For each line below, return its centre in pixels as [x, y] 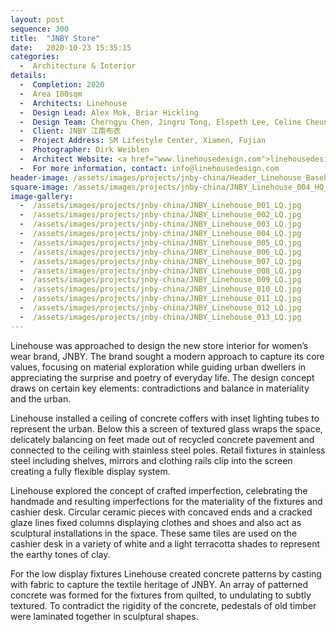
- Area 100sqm [51, 94]
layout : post [37, 19]
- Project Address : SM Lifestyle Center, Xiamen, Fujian [143, 141]
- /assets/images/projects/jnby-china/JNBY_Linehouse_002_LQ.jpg [160, 215]
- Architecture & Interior [78, 66]
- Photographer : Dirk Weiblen [84, 150]
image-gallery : [42, 196]
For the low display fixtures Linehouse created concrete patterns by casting [166, 573]
